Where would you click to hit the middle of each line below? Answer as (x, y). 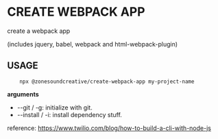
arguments (23, 94)
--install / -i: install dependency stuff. (69, 114)
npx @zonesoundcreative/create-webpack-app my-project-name (107, 81)
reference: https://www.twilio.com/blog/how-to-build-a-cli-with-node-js (109, 128)
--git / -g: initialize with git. (54, 108)
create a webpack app (39, 31)
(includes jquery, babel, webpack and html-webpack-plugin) (93, 44)
